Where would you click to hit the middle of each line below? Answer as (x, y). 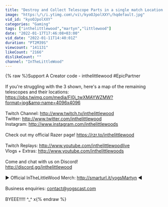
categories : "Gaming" (28, 24)
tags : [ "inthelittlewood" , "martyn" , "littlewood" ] (58, 29)
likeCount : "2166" (24, 52)
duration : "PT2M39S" (27, 43)
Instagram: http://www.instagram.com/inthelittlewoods (62, 124)
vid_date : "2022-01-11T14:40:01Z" (41, 38)
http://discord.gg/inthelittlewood (39, 167)
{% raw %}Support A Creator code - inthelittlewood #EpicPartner (73, 76)
